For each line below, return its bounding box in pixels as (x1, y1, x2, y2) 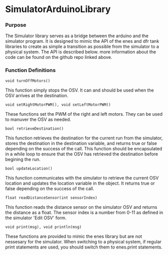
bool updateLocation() (5, 166, 53, 171)
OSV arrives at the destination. (5, 92, 69, 99)
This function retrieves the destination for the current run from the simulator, (5, 135, 163, 141)
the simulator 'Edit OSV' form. (5, 215, 67, 221)
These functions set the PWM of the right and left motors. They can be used (5, 111, 163, 117)
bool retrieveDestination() (5, 126, 64, 131)
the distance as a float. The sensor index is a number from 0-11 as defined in (5, 209, 163, 215)
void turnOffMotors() (5, 78, 51, 83)
